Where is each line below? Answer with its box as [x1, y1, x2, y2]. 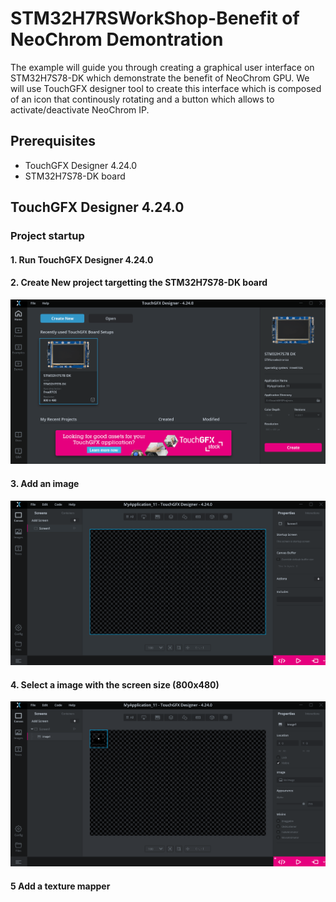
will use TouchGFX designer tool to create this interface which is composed [10, 82, 322, 94]
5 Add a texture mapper [10, 880, 111, 892]
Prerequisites [10, 133, 96, 150]
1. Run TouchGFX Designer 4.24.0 [10, 253, 154, 266]
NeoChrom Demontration [10, 28, 224, 51]
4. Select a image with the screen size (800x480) [10, 678, 220, 691]
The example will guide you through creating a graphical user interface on [10, 61, 315, 73]
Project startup [10, 229, 85, 243]
